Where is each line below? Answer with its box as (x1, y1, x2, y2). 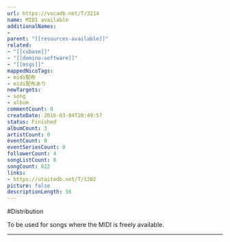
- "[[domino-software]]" (7, 55, 78, 62)
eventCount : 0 (7, 138, 48, 145)
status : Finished (7, 118, 57, 125)
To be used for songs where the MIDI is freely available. (7, 221, 164, 229)
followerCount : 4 (7, 150, 57, 158)
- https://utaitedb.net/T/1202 (7, 176, 97, 182)
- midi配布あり (7, 80, 47, 87)
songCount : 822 (7, 162, 51, 170)
